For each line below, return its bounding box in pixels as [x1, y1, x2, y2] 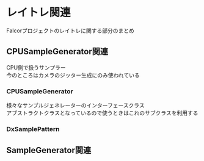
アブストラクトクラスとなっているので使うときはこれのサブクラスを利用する [6, 109, 199, 116]
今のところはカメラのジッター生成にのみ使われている [6, 71, 140, 79]
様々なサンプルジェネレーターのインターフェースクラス [6, 102, 145, 109]
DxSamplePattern [6, 124, 60, 133]
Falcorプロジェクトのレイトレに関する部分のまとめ [6, 27, 134, 34]
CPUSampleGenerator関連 [6, 46, 109, 57]
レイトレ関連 [6, 5, 71, 20]
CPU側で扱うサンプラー [6, 63, 66, 71]
